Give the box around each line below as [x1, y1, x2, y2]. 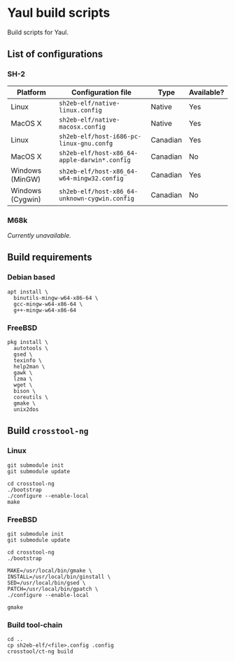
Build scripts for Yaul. [7, 28, 69, 36]
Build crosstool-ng [7, 425, 89, 437]
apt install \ [7, 288, 49, 295]
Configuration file [71, 87, 131, 97]
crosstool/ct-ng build [7, 648, 73, 655]
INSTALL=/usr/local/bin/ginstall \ [7, 573, 111, 580]
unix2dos [13, 405, 39, 413]
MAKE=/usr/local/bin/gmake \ [7, 567, 92, 574]
